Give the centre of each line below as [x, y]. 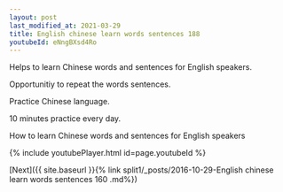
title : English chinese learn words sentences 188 [105, 34]
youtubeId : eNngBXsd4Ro [53, 42]
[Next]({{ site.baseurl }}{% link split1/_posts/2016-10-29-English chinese [141, 170]
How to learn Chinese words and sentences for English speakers [127, 136]
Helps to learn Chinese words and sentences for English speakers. [131, 67]
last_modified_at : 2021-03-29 [65, 26]
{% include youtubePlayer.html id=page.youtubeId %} [108, 153]
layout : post [33, 17]
